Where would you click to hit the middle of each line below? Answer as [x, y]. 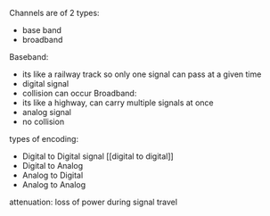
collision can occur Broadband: [79, 93]
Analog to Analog [54, 185]
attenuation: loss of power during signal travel [94, 202]
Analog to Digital [53, 175]
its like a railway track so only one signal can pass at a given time [142, 74]
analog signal [46, 112]
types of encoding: [44, 139]
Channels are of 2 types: [54, 13]
